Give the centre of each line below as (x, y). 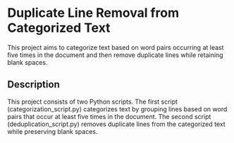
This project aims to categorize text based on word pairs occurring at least (116, 47)
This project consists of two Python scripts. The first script (93, 101)
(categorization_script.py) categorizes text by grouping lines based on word (117, 109)
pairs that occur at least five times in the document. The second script (109, 116)
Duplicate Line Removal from (93, 13)
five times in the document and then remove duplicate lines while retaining (115, 55)
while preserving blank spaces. (53, 131)
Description (33, 85)
